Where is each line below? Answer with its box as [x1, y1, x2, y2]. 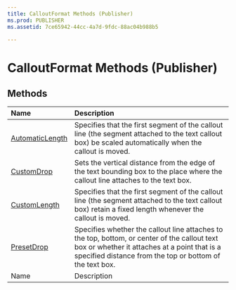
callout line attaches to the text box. [74, 176, 192, 185]
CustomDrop [11, 166, 53, 176]
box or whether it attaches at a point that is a [74, 242, 221, 252]
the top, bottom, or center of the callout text [74, 233, 218, 243]
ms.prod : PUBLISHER [7, 17, 65, 24]
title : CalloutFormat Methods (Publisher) [7, 10, 133, 18]
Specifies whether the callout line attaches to [74, 225, 223, 235]
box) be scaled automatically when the [74, 138, 202, 147]
